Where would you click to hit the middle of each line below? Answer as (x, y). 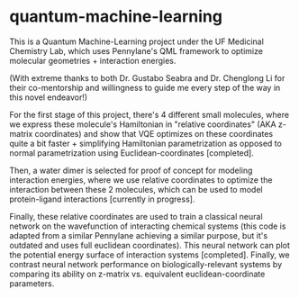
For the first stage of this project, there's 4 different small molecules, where (149, 114)
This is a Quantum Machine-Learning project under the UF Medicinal (136, 41)
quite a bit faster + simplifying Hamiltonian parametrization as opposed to (145, 143)
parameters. (32, 283)
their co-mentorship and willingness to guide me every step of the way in (145, 87)
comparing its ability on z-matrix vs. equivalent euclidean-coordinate (137, 274)
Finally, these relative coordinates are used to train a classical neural (136, 216)
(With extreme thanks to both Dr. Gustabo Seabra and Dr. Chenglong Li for (147, 77)
